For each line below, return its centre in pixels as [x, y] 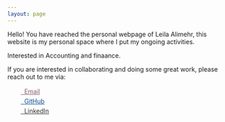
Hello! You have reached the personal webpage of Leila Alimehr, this [107, 34]
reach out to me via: [37, 77]
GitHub [34, 101]
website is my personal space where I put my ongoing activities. [101, 41]
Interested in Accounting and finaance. [64, 55]
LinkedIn [37, 111]
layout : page [27, 14]
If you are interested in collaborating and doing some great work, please [113, 69]
